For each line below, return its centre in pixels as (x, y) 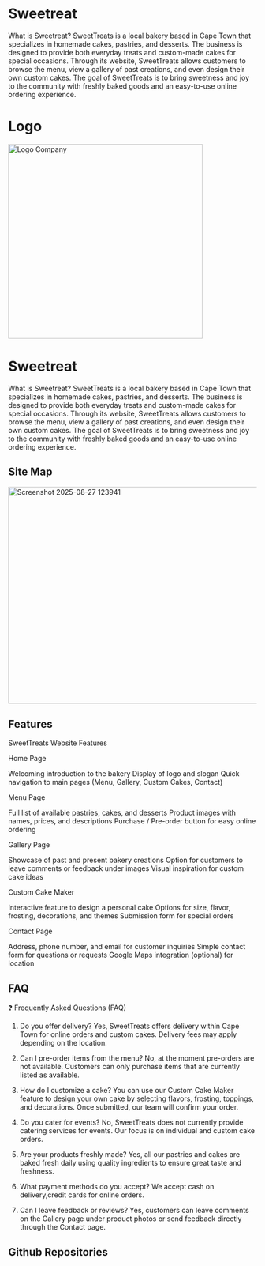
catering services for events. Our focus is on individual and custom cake (137, 1131)
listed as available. (50, 1075)
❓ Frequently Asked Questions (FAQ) (67, 1008)
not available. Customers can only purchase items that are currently (130, 1067)
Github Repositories (58, 1252)
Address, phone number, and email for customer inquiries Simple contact (127, 947)
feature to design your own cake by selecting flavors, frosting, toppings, (136, 1098)
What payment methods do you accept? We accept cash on (117, 1187)
